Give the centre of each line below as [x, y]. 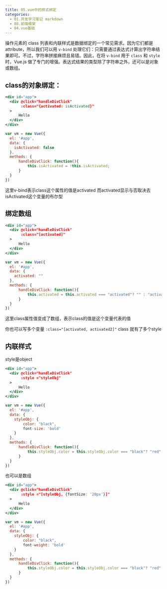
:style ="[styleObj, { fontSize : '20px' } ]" [65, 494]
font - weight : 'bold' [44, 545]
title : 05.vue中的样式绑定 [31, 10]
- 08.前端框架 [23, 24]
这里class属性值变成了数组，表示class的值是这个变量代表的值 [68, 319]
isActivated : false [34, 147]
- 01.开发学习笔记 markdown [36, 19]
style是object [19, 359]
